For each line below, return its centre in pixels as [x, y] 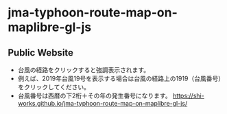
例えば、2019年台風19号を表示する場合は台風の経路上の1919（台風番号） [119, 78]
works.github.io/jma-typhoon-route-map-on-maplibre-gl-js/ [103, 103]
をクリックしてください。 [53, 87]
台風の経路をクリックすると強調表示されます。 [84, 70]
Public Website [41, 53]
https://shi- [188, 95]
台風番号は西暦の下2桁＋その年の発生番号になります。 [94, 95]
